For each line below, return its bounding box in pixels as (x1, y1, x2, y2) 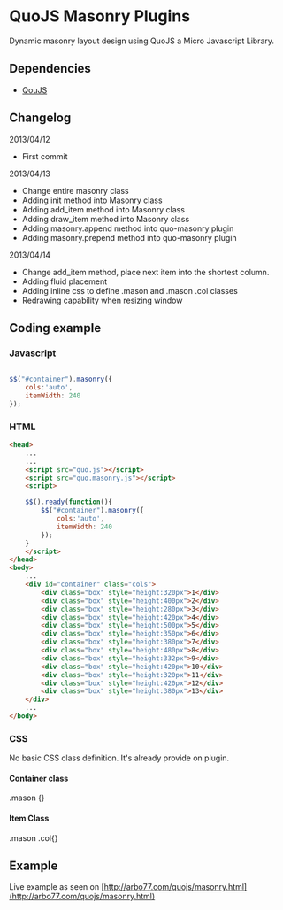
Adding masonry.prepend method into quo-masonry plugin (21, 232, 237, 243)
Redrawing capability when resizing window (21, 295, 183, 305)
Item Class (9, 813, 50, 824)
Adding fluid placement (21, 276, 108, 287)
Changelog (9, 111, 72, 126)
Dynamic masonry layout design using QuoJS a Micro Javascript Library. (9, 35, 275, 46)
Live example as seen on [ (9, 882, 104, 892)
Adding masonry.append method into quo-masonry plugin (21, 223, 234, 234)
